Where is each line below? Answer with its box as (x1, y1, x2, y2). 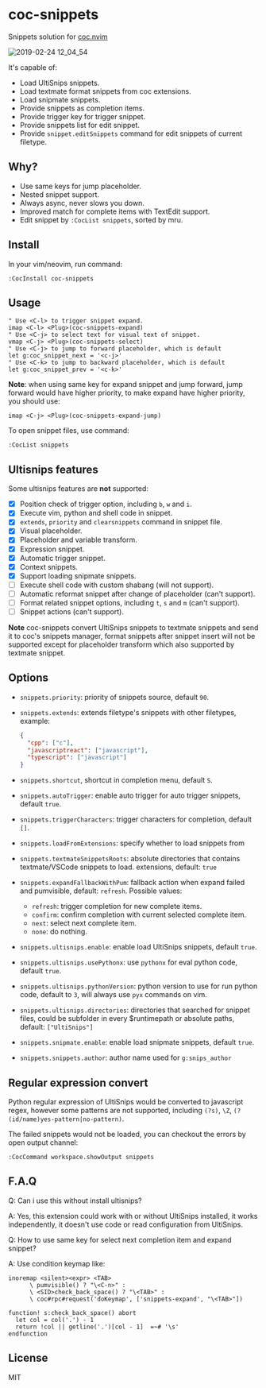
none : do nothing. (31, 927, 87, 937)
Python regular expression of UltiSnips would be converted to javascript (8, 1097, 244, 1106)
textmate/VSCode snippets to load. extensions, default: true (19, 862, 217, 872)
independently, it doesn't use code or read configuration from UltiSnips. (8, 1220, 244, 1229)
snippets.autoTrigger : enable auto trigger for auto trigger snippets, (19, 791, 241, 800)
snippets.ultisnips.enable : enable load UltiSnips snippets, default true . (19, 942, 257, 952)
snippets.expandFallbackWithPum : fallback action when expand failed (19, 878, 245, 887)
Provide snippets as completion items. (19, 103, 145, 113)
